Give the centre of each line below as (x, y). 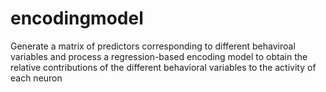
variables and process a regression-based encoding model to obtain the (159, 56)
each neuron (36, 78)
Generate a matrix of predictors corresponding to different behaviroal (153, 46)
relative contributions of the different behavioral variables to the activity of (163, 67)
